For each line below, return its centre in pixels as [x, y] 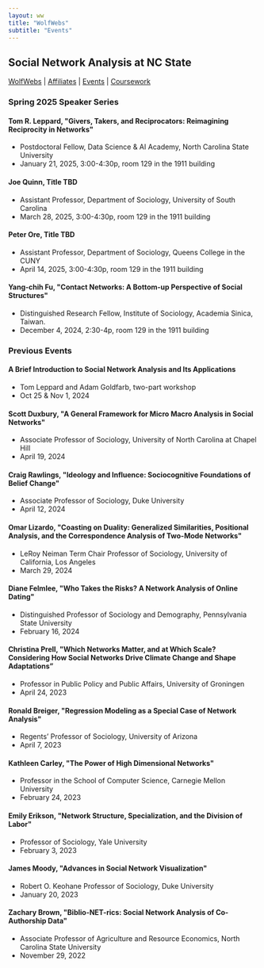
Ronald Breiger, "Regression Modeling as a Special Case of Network [122, 710]
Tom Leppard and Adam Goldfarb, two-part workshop [108, 387]
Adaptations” [31, 666]
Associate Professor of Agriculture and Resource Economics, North [130, 939]
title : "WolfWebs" [38, 23]
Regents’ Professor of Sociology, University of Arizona [109, 737]
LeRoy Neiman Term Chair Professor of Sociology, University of [123, 553]
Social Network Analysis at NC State [100, 62]
